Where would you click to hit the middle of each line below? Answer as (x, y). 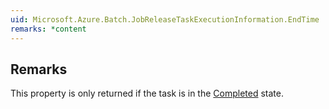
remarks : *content (48, 29)
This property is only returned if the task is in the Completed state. (147, 93)
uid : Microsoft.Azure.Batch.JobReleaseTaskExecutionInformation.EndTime (165, 19)
